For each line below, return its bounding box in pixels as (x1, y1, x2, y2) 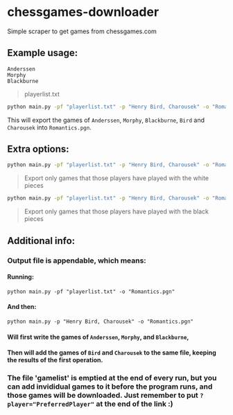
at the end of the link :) (96, 399, 173, 409)
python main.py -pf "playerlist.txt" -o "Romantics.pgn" (7, 288, 175, 295)
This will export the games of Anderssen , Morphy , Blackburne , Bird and (7, 116, 205, 124)
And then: (7, 303, 37, 311)
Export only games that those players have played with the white (24, 174, 209, 182)
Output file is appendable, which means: (7, 256, 147, 265)
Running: (7, 273, 35, 281)
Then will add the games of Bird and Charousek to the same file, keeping (7, 348, 216, 357)
